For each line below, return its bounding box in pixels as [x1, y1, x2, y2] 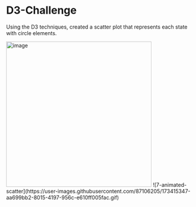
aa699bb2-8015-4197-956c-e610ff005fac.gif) [6, 194, 119, 201]
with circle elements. [6, 29, 57, 36]
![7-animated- [152, 181, 187, 188]
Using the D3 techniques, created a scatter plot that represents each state [6, 23, 188, 30]
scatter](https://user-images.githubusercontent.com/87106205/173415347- [6, 187, 191, 195]
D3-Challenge [6, 4, 77, 17]
